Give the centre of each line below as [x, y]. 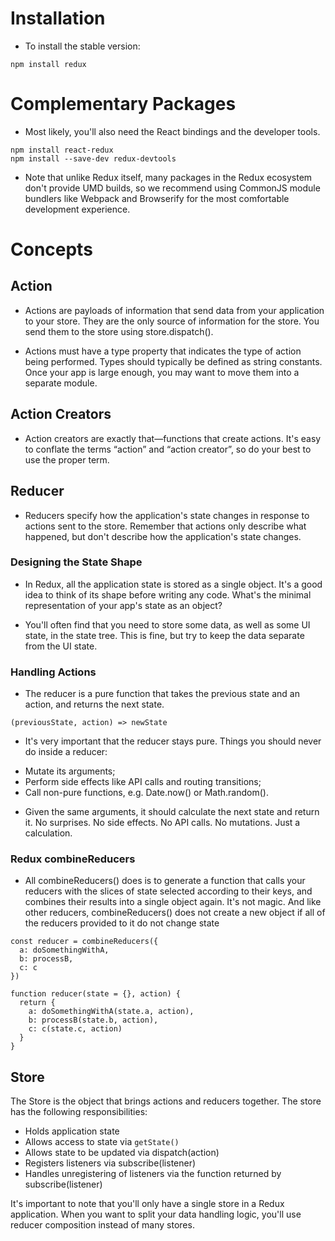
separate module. [61, 383]
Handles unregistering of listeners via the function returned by [153, 1174]
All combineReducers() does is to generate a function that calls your [165, 881]
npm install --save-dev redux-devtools [93, 158]
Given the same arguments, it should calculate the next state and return [172, 812]
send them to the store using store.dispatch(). [119, 331]
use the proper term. [67, 459]
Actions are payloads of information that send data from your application [174, 310]
